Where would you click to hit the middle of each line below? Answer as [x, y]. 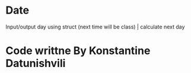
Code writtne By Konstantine [78, 51]
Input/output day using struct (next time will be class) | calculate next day [95, 27]
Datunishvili [36, 64]
